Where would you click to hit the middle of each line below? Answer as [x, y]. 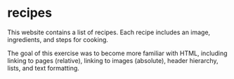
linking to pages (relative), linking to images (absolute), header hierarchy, [113, 60]
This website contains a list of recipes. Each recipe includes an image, [109, 32]
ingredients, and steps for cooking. [58, 39]
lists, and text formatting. [43, 68]
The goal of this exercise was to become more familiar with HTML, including [117, 53]
